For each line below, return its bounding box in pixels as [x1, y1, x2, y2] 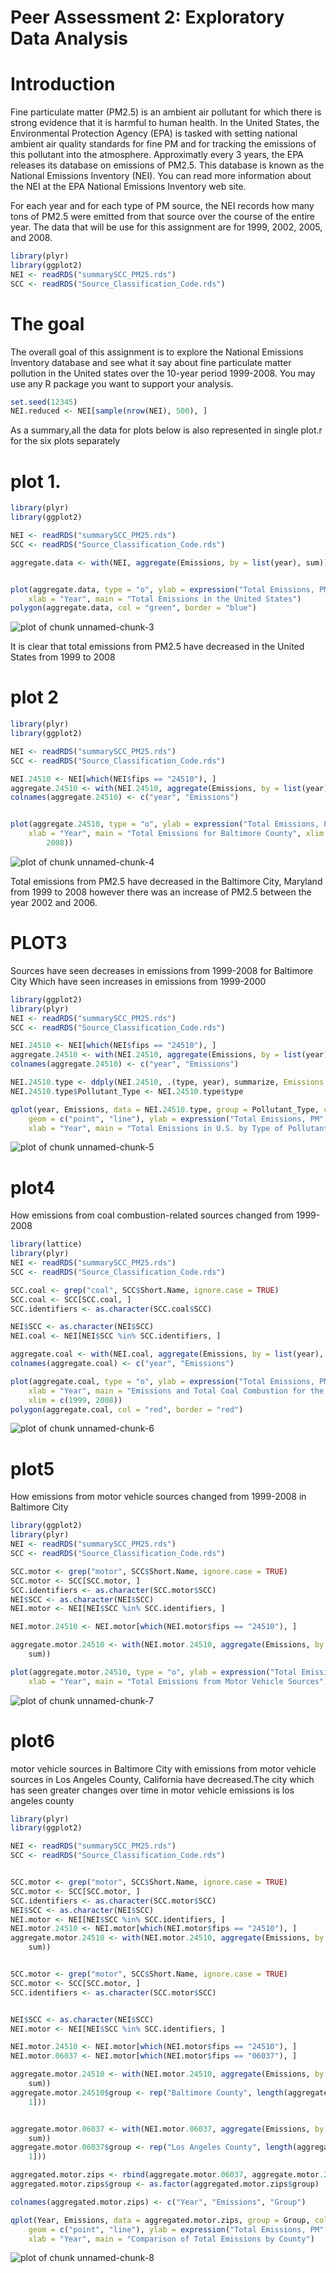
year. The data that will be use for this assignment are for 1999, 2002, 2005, [10, 221, 323, 233]
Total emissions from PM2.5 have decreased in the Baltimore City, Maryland [10, 875, 323, 887]
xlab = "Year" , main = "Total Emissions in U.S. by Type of [28, 1123, 284, 1133]
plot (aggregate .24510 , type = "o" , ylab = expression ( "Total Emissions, [10, 819, 320, 830]
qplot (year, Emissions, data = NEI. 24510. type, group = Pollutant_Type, [10, 1104, 320, 1115]
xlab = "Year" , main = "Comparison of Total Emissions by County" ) [28, 2234, 315, 2244]
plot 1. [10, 470, 62, 493]
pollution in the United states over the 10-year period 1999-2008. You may [10, 367, 316, 379]
